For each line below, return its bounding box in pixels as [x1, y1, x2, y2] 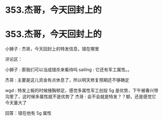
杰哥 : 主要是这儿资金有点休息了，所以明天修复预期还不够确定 [5, 77, 129, 83]
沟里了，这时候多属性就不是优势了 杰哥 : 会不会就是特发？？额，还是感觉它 [5, 94, 156, 99]
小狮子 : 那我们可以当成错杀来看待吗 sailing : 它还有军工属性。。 [5, 67, 133, 73]
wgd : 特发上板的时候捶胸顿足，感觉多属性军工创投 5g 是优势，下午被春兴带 [5, 88, 159, 94]
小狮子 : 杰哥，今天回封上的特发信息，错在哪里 [5, 46, 99, 52]
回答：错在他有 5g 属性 [5, 110, 52, 116]
